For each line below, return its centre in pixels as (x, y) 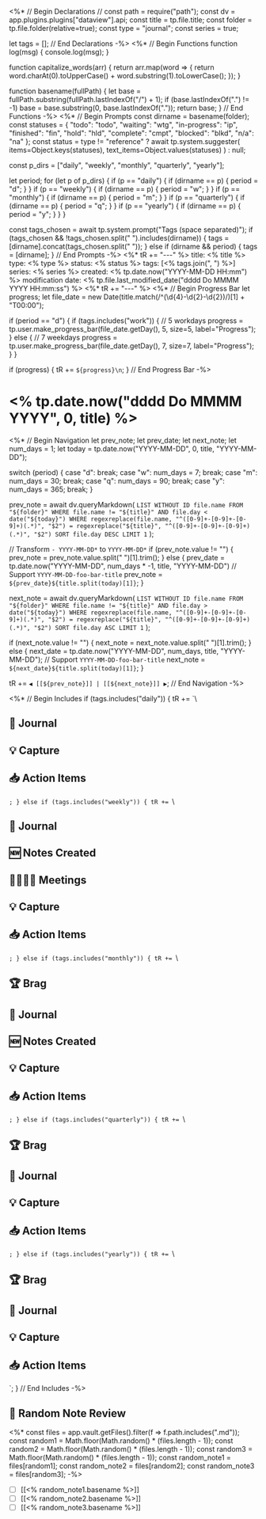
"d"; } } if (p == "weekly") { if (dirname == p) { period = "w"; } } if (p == (125, 189)
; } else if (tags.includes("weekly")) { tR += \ (92, 801)
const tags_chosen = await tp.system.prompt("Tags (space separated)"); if (131, 230)
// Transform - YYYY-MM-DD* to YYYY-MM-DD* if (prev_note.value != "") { (122, 549)
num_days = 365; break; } (51, 489)
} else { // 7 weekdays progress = (63, 337)
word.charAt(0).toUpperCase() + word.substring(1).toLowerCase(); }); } (125, 76)
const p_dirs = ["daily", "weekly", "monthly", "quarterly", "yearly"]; (117, 165)
